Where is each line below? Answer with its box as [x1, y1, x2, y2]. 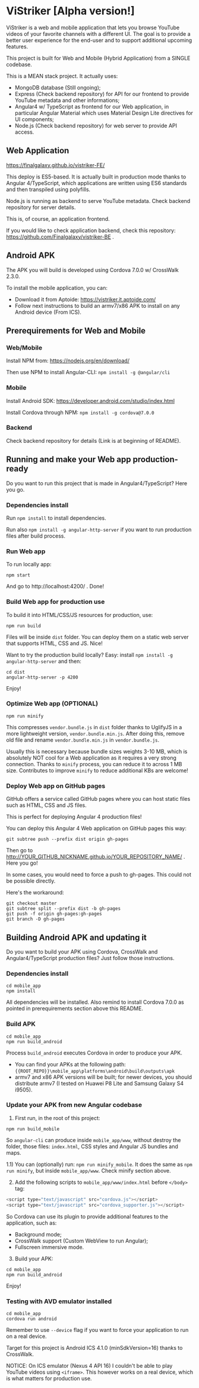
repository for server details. [6, 203, 76, 211]
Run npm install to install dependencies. [6, 514, 106, 522]
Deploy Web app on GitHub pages [6, 782, 106, 790]
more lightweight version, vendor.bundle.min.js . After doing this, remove [6, 730, 185, 737]
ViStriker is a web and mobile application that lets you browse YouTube [6, 24, 180, 31]
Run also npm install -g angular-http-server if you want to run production [6, 526, 192, 533]
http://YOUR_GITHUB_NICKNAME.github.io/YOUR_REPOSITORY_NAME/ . [6, 853, 185, 860]
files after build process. [6, 532, 65, 539]
